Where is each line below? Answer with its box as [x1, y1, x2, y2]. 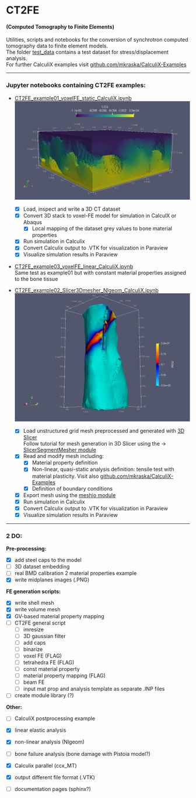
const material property [23, 666, 80, 673]
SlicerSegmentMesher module [23, 446, 96, 454]
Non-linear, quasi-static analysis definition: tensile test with [32, 466, 174, 473]
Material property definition [32, 459, 98, 466]
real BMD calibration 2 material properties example [14, 570, 137, 577]
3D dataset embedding [14, 563, 70, 570]
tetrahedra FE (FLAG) [23, 659, 75, 666]
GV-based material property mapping [14, 612, 105, 619]
